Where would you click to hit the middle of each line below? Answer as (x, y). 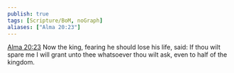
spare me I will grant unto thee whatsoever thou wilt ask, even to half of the (117, 55)
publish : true (28, 14)
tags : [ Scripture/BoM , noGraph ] (55, 21)
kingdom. (21, 62)
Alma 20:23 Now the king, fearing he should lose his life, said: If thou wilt (114, 47)
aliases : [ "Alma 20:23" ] (44, 27)
